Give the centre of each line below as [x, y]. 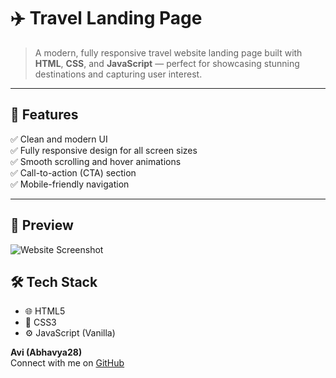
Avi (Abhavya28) [46, 352]
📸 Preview [42, 225]
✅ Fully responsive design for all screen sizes [104, 150]
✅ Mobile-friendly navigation [70, 184]
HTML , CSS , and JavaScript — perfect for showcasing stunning [167, 63]
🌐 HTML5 [45, 311]
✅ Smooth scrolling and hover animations [96, 161]
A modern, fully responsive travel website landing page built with [168, 52]
